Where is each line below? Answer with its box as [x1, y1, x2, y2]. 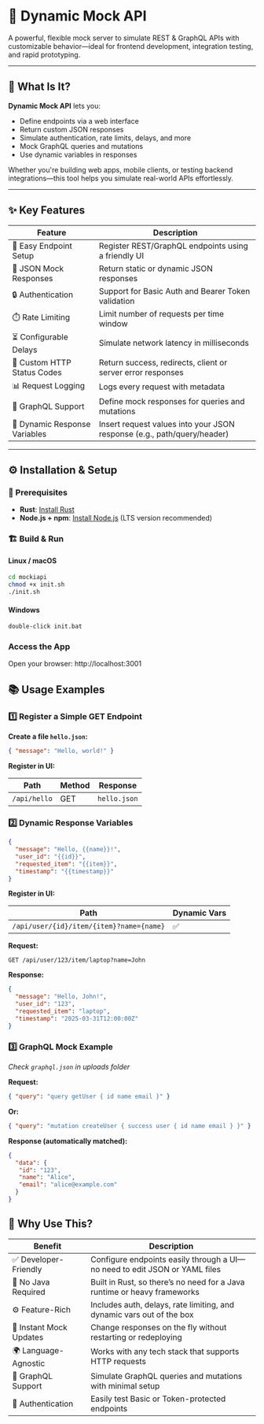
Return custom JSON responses [19, 124, 124, 134]
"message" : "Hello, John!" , [15, 992, 108, 1001]
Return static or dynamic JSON [98, 263, 214, 274]
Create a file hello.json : [8, 732, 88, 741]
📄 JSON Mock [12, 263, 64, 274]
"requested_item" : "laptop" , [15, 1007, 111, 1015]
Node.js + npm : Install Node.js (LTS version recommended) [19, 514, 213, 523]
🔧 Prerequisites [8, 487, 68, 498]
